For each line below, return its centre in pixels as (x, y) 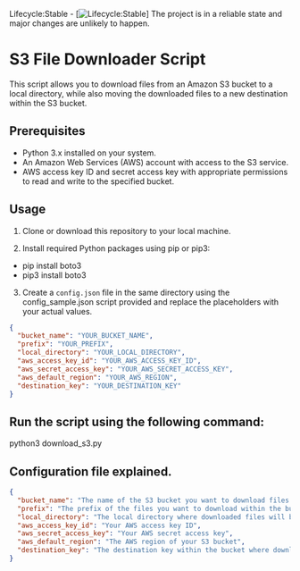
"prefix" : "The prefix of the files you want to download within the (149, 508)
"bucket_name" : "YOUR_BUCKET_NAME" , (85, 336)
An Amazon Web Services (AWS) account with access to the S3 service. (155, 162)
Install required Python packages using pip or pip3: (116, 248)
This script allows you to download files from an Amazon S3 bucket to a (141, 84)
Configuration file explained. (91, 471)
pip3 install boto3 (54, 275)
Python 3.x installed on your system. (89, 153)
